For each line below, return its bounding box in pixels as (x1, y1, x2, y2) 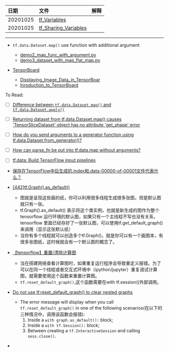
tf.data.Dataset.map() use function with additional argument (12, 42, 140, 48)
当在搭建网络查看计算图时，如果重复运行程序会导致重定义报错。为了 (20, 260, 161, 266)
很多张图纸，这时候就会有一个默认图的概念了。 (20, 239, 117, 245)
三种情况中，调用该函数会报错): (20, 311, 85, 317)
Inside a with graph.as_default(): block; (27, 317, 113, 323)
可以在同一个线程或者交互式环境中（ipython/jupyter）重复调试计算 (20, 267, 157, 273)
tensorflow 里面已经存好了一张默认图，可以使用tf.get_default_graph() (20, 220, 163, 226)
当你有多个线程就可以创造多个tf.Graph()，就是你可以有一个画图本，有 (20, 232, 163, 239)
